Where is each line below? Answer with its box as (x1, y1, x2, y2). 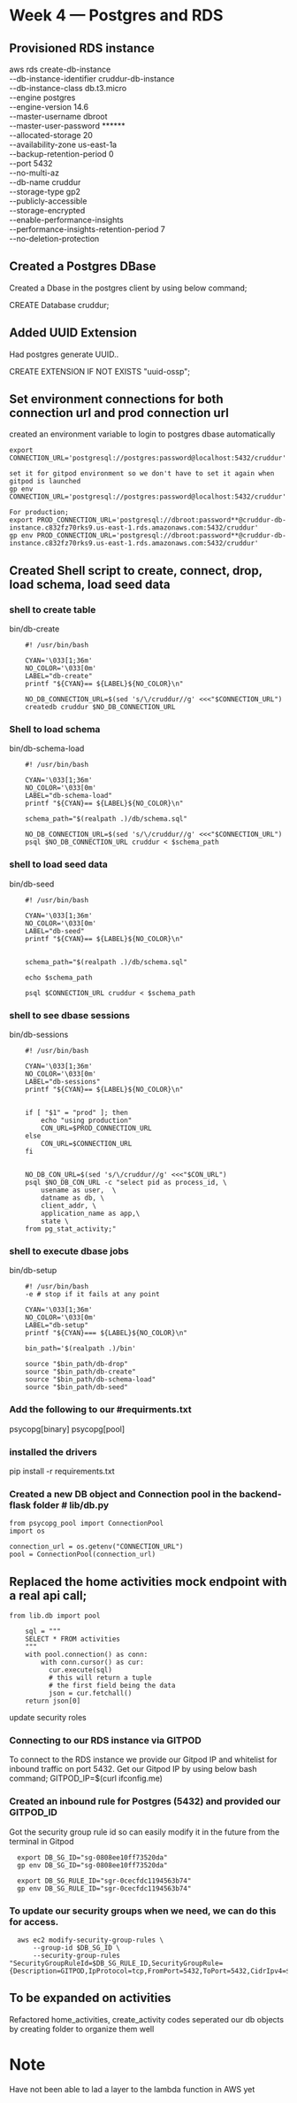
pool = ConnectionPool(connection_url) (9, 1550, 156, 1559)
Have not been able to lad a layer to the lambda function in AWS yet (9, 2084, 255, 2094)
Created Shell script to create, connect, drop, (9, 563, 263, 578)
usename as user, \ (41, 1186, 117, 1195)
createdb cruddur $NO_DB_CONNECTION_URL (25, 703, 176, 712)
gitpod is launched (9, 477, 81, 486)
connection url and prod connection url (9, 406, 230, 421)
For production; (9, 508, 69, 517)
